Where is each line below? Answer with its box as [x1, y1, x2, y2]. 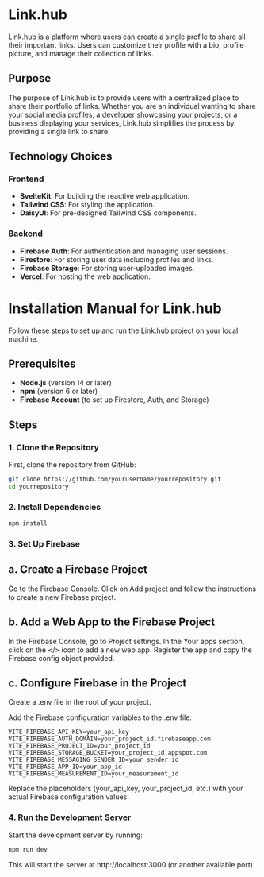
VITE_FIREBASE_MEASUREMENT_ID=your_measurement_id [8, 770, 179, 778]
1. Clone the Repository [8, 442, 99, 453]
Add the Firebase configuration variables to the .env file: [8, 713, 193, 722]
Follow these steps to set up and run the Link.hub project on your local [8, 326, 239, 335]
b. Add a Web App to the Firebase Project [8, 616, 216, 629]
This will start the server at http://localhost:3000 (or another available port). [8, 860, 255, 869]
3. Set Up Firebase [8, 539, 81, 550]
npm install [8, 520, 48, 527]
